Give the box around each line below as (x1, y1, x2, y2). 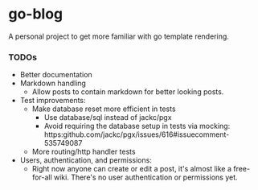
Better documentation (19, 70, 92, 80)
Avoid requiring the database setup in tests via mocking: (43, 122, 231, 131)
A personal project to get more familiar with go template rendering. (8, 31, 229, 41)
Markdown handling (19, 78, 87, 89)
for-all (31, 172, 52, 182)
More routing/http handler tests (31, 147, 136, 157)
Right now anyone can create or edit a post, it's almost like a (31, 164, 231, 174)
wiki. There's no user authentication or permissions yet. (53, 172, 239, 182)
